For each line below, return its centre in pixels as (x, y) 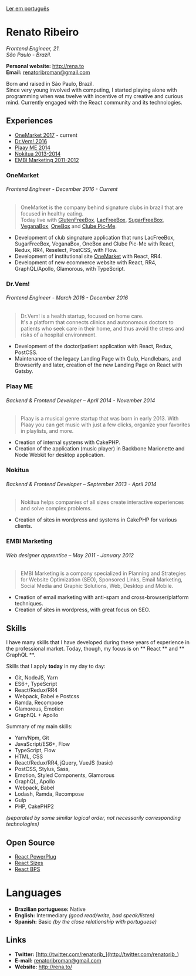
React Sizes (29, 863)
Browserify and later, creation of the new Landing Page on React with (98, 365)
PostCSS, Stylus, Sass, (42, 769)
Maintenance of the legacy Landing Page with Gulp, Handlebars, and (98, 359)
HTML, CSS (28, 756)
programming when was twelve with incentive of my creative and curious (94, 96)
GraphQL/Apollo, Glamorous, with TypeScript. (70, 268)
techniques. (29, 604)
